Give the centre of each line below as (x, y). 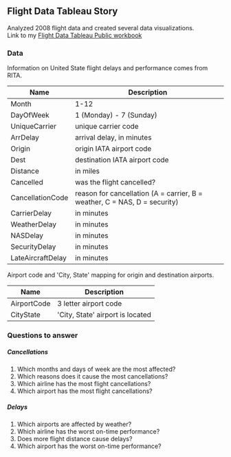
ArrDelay (25, 138)
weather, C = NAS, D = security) (126, 202)
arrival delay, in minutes (113, 138)
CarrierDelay (31, 213)
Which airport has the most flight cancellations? (85, 391)
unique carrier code (107, 127)
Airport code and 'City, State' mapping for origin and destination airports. (111, 275)
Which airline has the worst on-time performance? (88, 431)
